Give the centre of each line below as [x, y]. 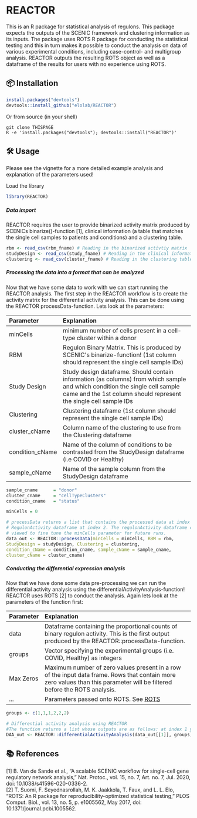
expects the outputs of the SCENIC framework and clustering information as [98, 32]
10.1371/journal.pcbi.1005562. [41, 808]
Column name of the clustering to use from [122, 427]
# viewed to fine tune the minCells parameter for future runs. [86, 533]
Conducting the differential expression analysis [66, 568]
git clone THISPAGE [30, 127]
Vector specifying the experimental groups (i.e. [109, 651]
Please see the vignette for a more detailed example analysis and [85, 168]
